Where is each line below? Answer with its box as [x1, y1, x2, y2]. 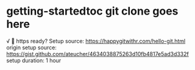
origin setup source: [6, 44, 57, 51]
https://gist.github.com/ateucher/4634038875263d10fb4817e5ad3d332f [6, 50, 189, 57]
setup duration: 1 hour [6, 57, 62, 64]
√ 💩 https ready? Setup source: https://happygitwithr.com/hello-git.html [6, 37, 186, 44]
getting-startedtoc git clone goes [6, 4, 179, 18]
